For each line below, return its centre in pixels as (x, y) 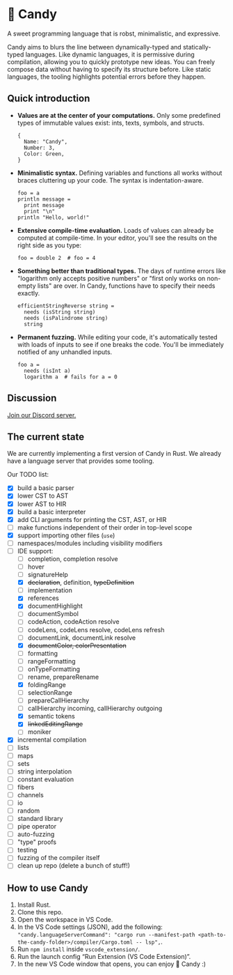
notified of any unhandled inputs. (65, 352)
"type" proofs (37, 842)
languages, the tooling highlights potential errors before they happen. (107, 77)
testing (27, 850)
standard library (40, 819)
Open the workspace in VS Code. (65, 920)
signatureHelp (48, 575)
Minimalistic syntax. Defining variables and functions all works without (120, 173)
